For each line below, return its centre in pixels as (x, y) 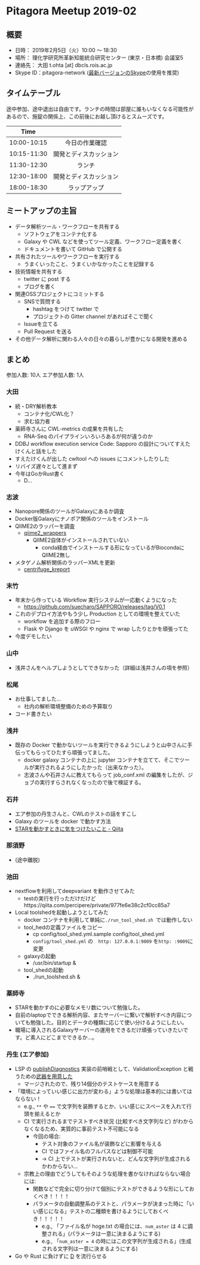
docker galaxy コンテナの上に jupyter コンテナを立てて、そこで (101, 760)
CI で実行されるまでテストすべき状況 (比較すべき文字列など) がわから (109, 1121)
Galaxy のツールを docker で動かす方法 (63, 821)
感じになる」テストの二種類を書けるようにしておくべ (103, 1211)
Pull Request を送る (48, 331)
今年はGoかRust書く (39, 473)
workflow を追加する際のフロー (62, 621)
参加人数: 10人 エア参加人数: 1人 (45, 375)
